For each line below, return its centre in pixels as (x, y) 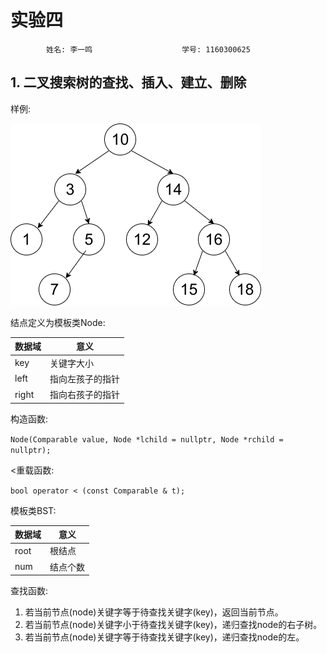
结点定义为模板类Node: (58, 322)
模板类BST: (33, 510)
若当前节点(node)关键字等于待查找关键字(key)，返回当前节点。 (154, 612)
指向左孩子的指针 (84, 378)
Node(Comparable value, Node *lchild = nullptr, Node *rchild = (147, 439)
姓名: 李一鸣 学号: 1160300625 (148, 49)
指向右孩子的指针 (84, 394)
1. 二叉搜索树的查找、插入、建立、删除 (128, 82)
